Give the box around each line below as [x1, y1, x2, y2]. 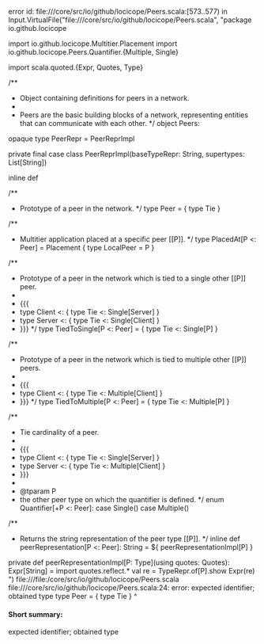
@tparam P [19, 486, 57, 496]
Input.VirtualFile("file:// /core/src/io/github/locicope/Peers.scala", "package [8, 15, 252, 25]
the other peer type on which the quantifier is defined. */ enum [19, 495, 224, 504]
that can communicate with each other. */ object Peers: [19, 119, 200, 128]
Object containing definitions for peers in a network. [19, 93, 190, 102]
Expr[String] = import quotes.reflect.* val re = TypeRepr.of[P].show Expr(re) [8, 566, 255, 575]
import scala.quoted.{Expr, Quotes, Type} [8, 63, 144, 72]
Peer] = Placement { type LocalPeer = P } [19, 243, 155, 252]
